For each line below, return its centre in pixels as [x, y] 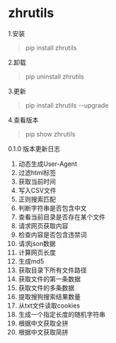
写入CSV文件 [37, 190]
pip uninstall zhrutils [54, 77]
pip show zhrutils [50, 134]
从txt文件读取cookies [49, 305]
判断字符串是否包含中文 [52, 208]
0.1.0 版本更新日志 [34, 148]
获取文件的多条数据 [46, 288]
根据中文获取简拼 [43, 332]
